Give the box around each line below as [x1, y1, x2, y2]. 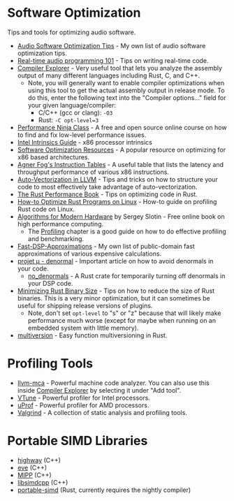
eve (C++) [17, 463, 47, 472]
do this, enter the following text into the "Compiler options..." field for [27, 93, 226, 102]
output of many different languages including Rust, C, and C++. [17, 71, 200, 80]
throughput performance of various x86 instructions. [17, 168, 170, 176]
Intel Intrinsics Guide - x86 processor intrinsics [17, 138, 152, 146]
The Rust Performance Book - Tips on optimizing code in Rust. [17, 190, 198, 198]
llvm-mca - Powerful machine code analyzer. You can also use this [17, 379, 210, 387]
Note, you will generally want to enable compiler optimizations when [27, 78, 225, 87]
